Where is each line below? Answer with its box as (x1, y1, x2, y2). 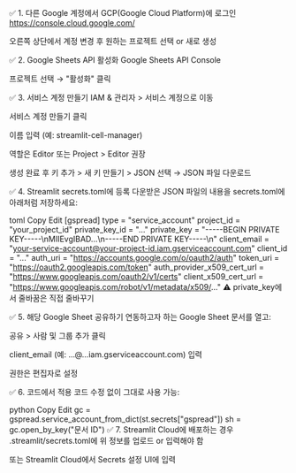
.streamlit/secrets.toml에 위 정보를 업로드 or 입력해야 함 (9, 436, 204, 446)
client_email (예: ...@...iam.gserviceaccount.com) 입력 (9, 349, 203, 360)
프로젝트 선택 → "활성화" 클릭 (9, 73, 111, 84)
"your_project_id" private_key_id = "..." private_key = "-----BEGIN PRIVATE (9, 225, 280, 234)
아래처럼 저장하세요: (9, 197, 78, 208)
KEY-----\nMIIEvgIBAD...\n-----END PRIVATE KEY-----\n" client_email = (9, 233, 269, 244)
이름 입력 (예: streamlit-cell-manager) (9, 130, 143, 140)
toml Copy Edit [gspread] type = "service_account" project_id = (9, 215, 241, 225)
